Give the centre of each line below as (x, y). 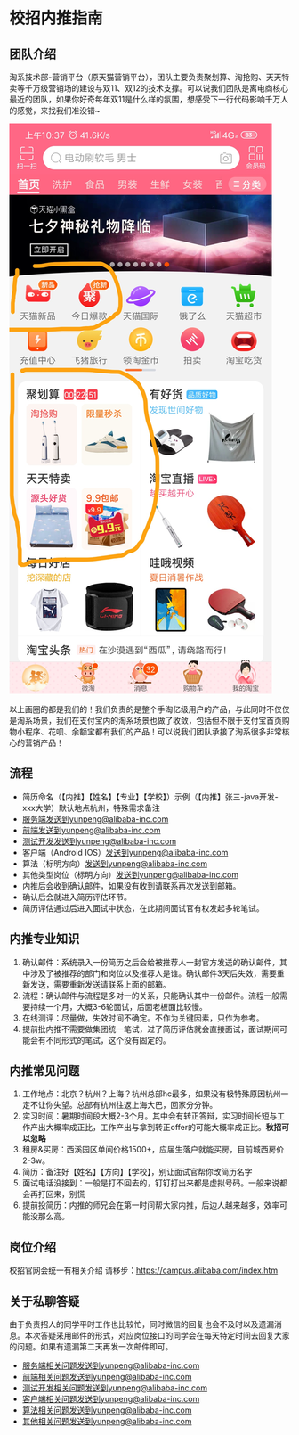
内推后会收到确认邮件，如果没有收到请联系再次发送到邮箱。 (131, 886)
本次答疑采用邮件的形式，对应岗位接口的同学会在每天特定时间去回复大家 (157, 1336)
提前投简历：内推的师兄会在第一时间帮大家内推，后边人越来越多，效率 (151, 1205)
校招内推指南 (57, 18)
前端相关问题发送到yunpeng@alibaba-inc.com (107, 1377)
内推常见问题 (44, 1071)
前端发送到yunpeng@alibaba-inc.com (91, 830)
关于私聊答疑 (44, 1301)
